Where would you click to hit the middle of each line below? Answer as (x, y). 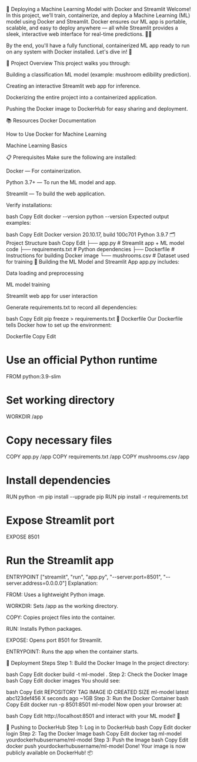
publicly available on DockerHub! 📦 (50, 753)
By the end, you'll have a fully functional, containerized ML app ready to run (98, 45)
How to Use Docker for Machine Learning (56, 134)
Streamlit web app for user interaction (52, 296)
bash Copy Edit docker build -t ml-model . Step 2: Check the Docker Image (97, 674)
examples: (19, 223)
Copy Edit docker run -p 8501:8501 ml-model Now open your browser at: (94, 704)
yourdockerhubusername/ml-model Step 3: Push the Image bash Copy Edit (97, 740)
